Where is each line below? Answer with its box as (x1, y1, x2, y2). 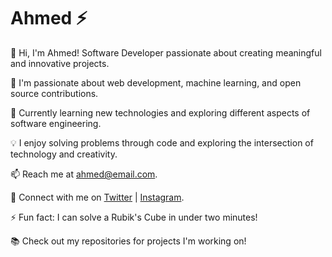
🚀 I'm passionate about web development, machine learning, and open (10, 76, 302, 89)
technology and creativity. (10, 148, 118, 160)
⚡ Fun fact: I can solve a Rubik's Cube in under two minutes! (10, 211, 258, 223)
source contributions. (10, 87, 99, 99)
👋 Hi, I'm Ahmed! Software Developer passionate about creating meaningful (10, 46, 322, 59)
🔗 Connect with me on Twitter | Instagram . (10, 191, 185, 203)
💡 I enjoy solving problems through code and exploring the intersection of (10, 136, 314, 149)
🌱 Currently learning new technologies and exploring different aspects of (10, 106, 311, 119)
